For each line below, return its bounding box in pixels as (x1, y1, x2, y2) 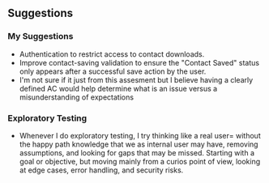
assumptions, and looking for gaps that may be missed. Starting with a (19, 147, 254, 157)
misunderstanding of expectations (19, 92, 134, 102)
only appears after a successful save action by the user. (19, 66, 207, 76)
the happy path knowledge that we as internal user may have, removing (19, 139, 258, 149)
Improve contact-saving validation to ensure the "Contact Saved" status (19, 57, 260, 67)
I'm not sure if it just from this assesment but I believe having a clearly (19, 74, 254, 84)
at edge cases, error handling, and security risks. (19, 165, 184, 175)
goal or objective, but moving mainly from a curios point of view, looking (19, 156, 261, 166)
